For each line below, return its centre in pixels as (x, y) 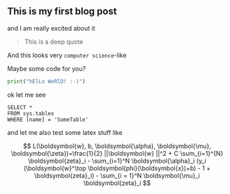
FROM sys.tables (31, 113)
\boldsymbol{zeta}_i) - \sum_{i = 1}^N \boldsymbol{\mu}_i (117, 175)
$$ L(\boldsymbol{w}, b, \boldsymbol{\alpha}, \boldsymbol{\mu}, (117, 146)
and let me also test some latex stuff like (65, 132)
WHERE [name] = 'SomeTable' (48, 120)
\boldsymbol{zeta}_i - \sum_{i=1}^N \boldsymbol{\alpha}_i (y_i (117, 161)
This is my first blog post (62, 11)
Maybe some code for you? (46, 68)
